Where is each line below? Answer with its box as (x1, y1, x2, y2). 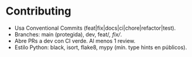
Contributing (5, 4, 71, 18)
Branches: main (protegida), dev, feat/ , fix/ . (14, 30, 122, 38)
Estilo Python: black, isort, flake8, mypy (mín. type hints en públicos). (14, 44, 187, 51)
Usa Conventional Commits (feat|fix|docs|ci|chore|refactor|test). (14, 24, 176, 32)
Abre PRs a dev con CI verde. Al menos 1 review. (14, 37, 136, 44)
